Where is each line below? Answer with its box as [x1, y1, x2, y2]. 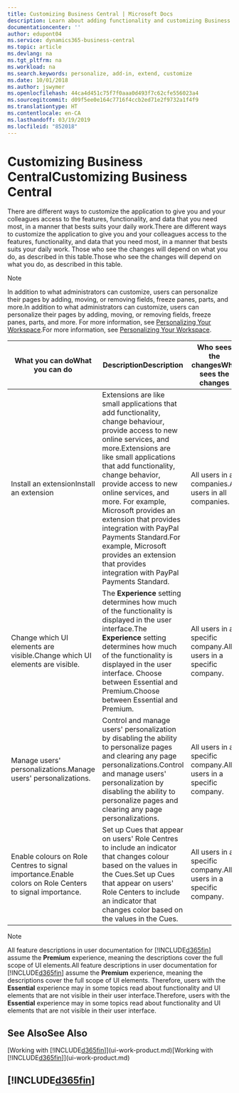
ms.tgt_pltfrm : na [7, 57, 62, 64]
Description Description [102, 360, 184, 370]
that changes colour [102, 852, 169, 862]
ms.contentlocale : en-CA [7, 110, 81, 117]
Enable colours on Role [11, 852, 87, 862]
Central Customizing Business [7, 169, 188, 185]
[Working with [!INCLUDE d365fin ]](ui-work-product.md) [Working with [7, 1046, 213, 1055]
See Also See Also [7, 1027, 87, 1039]
